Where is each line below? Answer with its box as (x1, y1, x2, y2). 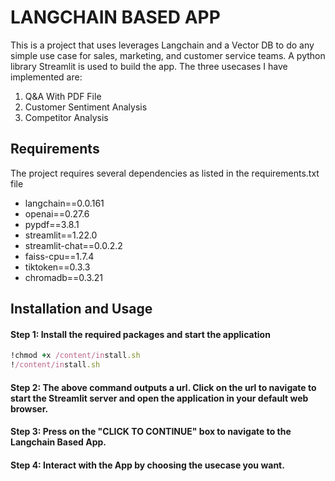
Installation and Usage (10, 301, 153, 318)
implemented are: (10, 71, 83, 83)
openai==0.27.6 (24, 207, 90, 220)
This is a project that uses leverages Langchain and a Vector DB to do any (10, 39, 315, 51)
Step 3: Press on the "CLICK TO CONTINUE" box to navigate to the (10, 426, 292, 438)
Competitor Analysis (24, 111, 109, 123)
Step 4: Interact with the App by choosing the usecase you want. (10, 459, 285, 471)
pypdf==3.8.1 (24, 218, 80, 230)
